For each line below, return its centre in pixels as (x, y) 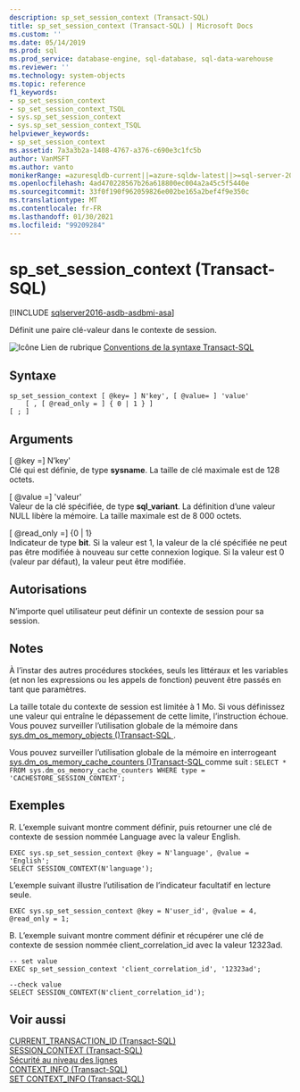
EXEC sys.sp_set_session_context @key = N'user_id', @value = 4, (133, 911)
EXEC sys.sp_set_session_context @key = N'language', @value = (129, 853)
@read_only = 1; (39, 919)
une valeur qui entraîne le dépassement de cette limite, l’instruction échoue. (149, 716)
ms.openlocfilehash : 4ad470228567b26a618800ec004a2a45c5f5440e (129, 184)
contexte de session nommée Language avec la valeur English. (125, 837)
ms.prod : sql (33, 51)
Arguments (42, 439)
